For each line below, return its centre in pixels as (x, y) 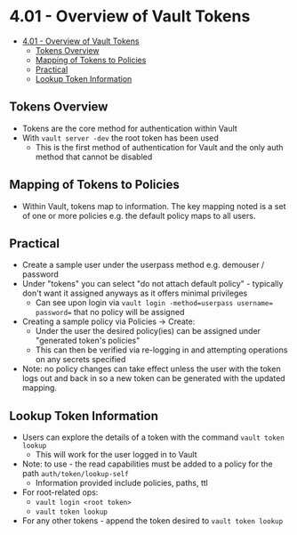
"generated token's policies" (88, 341)
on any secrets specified (80, 360)
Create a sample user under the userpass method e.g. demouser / (143, 265)
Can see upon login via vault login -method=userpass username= (154, 303)
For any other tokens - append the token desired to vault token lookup (153, 521)
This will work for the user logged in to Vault (116, 455)
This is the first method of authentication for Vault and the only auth (159, 147)
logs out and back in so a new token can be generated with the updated (154, 378)
